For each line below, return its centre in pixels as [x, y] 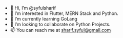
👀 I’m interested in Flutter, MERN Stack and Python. [64, 13]
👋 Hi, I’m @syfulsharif [33, 8]
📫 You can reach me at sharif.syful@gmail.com [60, 30]
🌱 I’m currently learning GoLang [44, 19]
